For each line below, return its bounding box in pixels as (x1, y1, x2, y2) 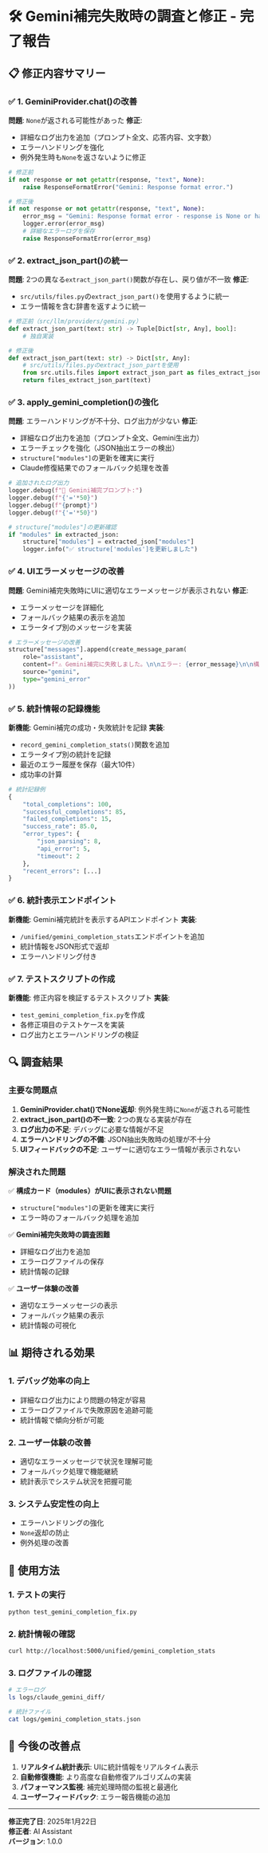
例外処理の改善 (19, 1538, 69, 1547)
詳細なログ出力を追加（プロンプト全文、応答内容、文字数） (19, 132, 216, 142)
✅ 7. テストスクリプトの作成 (8, 973, 116, 984)
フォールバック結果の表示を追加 (19, 612, 125, 622)
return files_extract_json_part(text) (22, 377, 152, 384)
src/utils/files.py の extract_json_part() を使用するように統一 (19, 292, 230, 302)
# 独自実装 (22, 332, 54, 340)
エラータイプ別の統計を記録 (19, 749, 112, 759)
